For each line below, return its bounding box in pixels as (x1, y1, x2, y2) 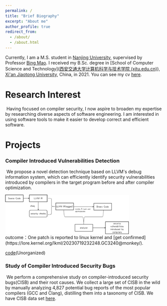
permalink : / (5, 8, 33, 13)
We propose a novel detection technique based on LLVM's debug (6, 169, 142, 175)
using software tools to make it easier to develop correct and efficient (5, 116, 149, 122)
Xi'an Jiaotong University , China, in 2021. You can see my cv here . (5, 71, 142, 78)
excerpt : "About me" (5, 19, 49, 24)
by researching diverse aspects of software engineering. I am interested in (5, 111, 159, 117)
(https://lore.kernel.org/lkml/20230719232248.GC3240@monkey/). (5, 240, 144, 246)
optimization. (5, 185, 32, 191)
